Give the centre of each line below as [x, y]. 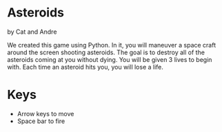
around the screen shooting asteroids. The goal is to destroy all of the [106, 52]
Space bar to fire [41, 121]
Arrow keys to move [46, 113]
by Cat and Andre [32, 32]
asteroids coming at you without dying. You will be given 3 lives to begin [110, 59]
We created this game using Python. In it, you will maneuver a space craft [111, 45]
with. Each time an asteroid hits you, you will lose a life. [85, 67]
